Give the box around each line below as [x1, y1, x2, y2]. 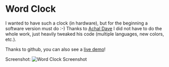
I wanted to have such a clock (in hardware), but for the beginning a [5, 20, 148, 26]
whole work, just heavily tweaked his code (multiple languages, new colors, [5, 31, 164, 37]
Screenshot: [5, 56, 31, 62]
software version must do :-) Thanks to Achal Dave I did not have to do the [5, 25, 162, 31]
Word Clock [5, 3, 56, 15]
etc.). [5, 36, 16, 42]
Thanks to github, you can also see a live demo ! [5, 46, 106, 52]
